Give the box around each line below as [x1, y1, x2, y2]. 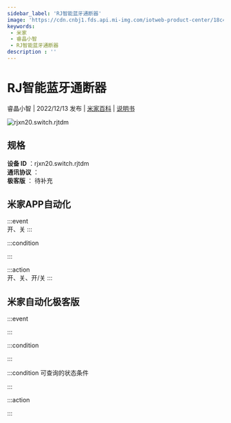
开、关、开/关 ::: [7, 274, 53, 282]
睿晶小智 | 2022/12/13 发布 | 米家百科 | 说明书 [7, 104, 135, 112]
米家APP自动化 [7, 199, 71, 210]
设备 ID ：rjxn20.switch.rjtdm [7, 159, 89, 167]
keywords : [7, 23, 36, 30]
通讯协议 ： [7, 168, 39, 176]
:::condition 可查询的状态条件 [7, 369, 89, 377]
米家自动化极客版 [7, 296, 80, 307]
